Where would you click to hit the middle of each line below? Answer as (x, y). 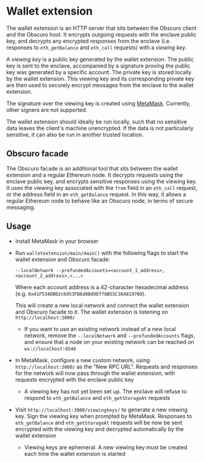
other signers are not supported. (47, 110)
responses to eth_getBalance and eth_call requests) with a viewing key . (97, 47)
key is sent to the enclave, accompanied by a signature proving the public (98, 66)
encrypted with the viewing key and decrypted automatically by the (99, 429)
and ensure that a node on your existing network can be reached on (109, 341)
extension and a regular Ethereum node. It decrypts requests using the (95, 175)
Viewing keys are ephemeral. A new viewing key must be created (106, 447)
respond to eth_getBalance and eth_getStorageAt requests (97, 397)
